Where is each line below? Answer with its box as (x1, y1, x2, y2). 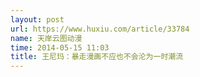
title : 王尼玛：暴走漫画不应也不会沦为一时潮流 (10, 52, 184, 62)
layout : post (10, 14, 65, 25)
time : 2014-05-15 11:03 (10, 42, 110, 53)
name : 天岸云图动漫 (10, 33, 83, 43)
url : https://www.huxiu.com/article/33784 (10, 24, 190, 34)
